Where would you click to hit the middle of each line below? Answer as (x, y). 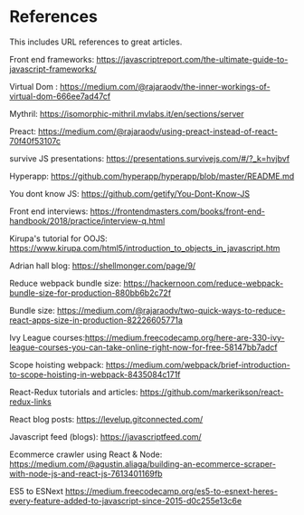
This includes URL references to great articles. (96, 42)
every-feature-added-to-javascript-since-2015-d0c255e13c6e (126, 500)
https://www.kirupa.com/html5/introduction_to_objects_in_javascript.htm (145, 248)
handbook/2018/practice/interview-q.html (87, 220)
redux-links (30, 402)
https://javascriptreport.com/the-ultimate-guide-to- (192, 59)
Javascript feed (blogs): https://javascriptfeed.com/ (105, 436)
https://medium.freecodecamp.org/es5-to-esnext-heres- (171, 491)
